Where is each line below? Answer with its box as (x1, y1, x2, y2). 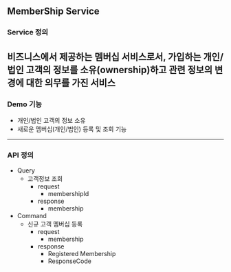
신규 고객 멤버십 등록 (27, 220, 83, 229)
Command (16, 212, 47, 220)
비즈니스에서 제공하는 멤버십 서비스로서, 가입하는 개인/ (7, 51, 224, 63)
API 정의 (7, 150, 34, 159)
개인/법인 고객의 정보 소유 (16, 117, 86, 124)
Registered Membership (47, 250, 116, 258)
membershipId (47, 190, 89, 198)
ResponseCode (47, 257, 91, 265)
